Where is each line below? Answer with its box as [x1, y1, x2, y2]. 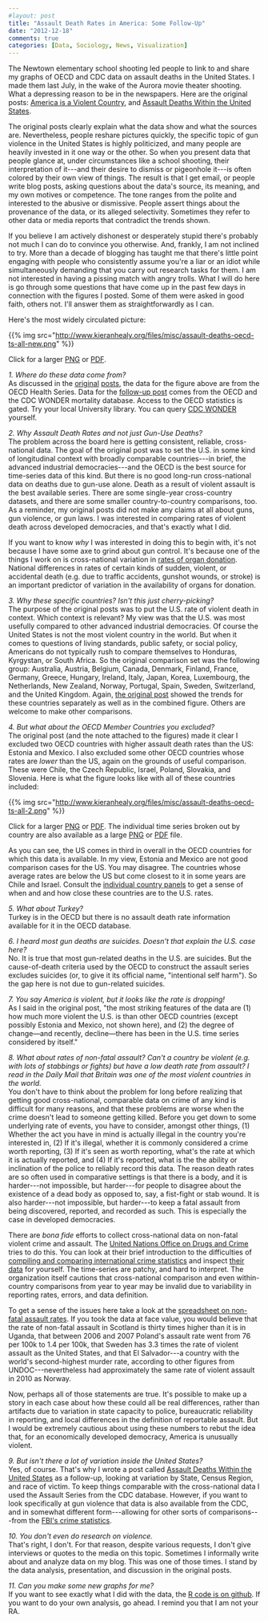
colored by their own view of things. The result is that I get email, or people [8, 173, 256, 183]
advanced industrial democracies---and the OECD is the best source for [8, 462, 246, 472]
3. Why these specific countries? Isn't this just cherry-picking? [8, 596, 214, 606]
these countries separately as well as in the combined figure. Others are [8, 698, 246, 708]
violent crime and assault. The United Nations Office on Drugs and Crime [8, 1239, 249, 1249]
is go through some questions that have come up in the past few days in [8, 283, 246, 292]
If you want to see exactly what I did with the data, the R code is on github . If [8, 1590, 261, 1600]
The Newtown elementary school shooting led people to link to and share [8, 63, 250, 73]
